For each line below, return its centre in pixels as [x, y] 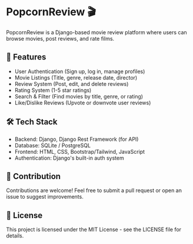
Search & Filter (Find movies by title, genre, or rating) [79, 96]
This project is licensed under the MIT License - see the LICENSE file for [94, 230]
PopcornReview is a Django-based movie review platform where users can [96, 32]
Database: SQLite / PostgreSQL [53, 145]
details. [15, 236]
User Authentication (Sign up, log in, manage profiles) [80, 71]
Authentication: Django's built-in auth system [69, 158]
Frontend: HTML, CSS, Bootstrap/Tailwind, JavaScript [80, 151]
